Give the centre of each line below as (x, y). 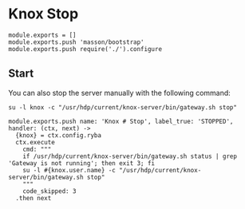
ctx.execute (36, 142)
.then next (34, 198)
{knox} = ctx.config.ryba (59, 135)
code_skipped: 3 (50, 191)
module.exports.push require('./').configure (85, 49)
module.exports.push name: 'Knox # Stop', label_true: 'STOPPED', (121, 121)
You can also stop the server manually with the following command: (120, 93)
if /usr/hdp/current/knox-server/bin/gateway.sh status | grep (130, 156)
